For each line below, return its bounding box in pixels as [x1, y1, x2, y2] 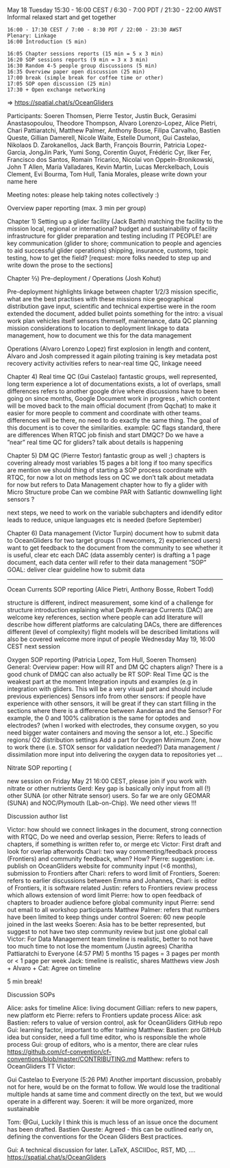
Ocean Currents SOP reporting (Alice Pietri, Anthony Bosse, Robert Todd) [7, 585, 214, 593]
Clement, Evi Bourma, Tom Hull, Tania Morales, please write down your [7, 170, 207, 178]
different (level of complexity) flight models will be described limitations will [7, 628, 220, 635]
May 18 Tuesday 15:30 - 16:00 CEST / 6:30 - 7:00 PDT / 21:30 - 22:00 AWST [7, 6, 222, 14]
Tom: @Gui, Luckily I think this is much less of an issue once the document [7, 1118, 218, 1126]
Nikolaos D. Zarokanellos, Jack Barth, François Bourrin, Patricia [7, 141, 186, 149]
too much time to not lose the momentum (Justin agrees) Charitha [7, 942, 193, 950]
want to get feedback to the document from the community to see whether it [7, 544, 224, 552]
